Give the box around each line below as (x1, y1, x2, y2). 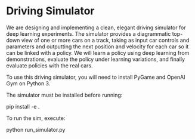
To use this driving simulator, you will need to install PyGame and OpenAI (6, 73, 186, 81)
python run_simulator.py (6, 126, 66, 133)
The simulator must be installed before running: (6, 91, 123, 98)
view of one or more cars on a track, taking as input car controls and (21, 36, 190, 44)
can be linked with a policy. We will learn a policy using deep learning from (6, 49, 190, 56)
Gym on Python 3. (6, 79, 51, 87)
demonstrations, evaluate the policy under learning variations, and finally (6, 55, 185, 63)
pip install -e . (6, 103, 40, 110)
